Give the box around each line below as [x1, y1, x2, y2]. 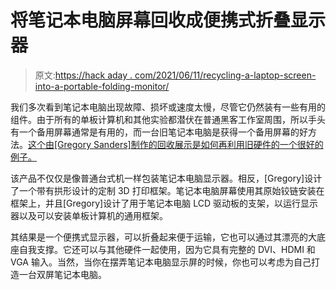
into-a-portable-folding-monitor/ [34, 80, 170, 92]
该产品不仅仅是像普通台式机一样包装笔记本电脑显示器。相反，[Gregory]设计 [10, 172, 323, 184]
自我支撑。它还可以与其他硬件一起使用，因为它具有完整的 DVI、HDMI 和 [18, 243, 316, 255]
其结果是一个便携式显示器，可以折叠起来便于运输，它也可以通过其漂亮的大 [10, 231, 317, 243]
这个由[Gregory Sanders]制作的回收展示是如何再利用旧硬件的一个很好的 [28, 138, 324, 150]
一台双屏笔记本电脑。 [18, 268, 107, 280]
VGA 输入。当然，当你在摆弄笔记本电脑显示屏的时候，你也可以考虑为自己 [10, 256, 312, 268]
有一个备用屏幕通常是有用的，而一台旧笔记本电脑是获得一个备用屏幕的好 [10, 126, 308, 138]
